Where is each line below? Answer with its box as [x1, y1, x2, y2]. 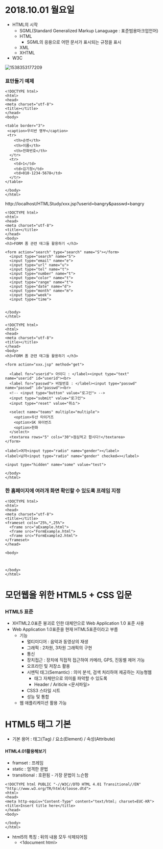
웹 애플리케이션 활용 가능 [19, 700, 67, 706]
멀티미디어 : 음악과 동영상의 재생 [26, 639, 89, 645]
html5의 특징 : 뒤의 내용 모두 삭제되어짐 [12, 834, 88, 840]
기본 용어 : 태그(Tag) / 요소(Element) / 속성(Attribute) [12, 736, 116, 742]
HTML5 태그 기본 [5, 719, 71, 730]
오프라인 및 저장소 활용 [26, 663, 70, 669]
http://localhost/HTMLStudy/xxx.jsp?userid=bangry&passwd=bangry [5, 201, 144, 207]
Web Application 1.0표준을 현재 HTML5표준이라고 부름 [12, 627, 118, 632]
